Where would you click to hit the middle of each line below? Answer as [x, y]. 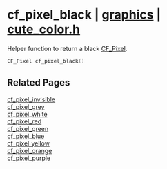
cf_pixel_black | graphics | [84, 15]
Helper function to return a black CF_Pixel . [67, 48]
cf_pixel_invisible [31, 99]
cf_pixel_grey [26, 106]
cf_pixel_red [24, 121]
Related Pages [39, 83]
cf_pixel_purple [29, 158]
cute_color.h [44, 29]
